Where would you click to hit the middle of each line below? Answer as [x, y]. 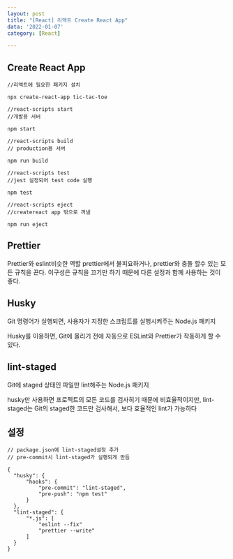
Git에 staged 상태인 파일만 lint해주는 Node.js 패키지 [78, 385]
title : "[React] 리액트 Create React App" [68, 20]
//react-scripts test [39, 173]
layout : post [26, 14]
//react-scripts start [40, 110]
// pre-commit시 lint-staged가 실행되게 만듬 [69, 458]
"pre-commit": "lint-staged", [82, 488]
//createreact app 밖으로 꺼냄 [49, 213]
